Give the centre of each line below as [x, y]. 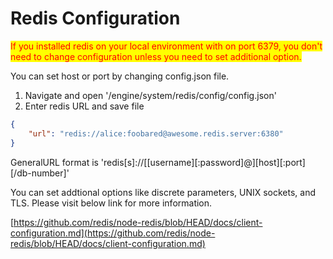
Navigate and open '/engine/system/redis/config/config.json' [150, 95]
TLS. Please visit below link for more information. [111, 203]
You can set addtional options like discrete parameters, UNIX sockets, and [163, 192]
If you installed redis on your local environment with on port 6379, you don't [166, 46]
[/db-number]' [40, 173]
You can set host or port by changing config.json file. [120, 76]
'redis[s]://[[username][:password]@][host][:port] [203, 162]
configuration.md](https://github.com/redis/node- [113, 233]
